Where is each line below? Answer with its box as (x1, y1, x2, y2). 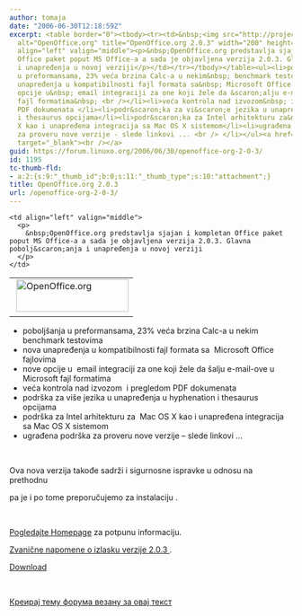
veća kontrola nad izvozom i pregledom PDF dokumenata (22, 383, 236, 393)
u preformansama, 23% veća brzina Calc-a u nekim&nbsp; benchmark (17, 72, 271, 81)
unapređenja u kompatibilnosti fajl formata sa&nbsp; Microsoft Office (17, 80, 292, 89)
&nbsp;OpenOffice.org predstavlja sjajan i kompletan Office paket (25, 229, 283, 238)
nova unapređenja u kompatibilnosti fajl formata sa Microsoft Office (22, 345, 274, 355)
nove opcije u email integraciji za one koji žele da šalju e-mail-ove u (22, 364, 275, 374)
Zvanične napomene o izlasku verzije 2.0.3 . (9, 544, 173, 555)
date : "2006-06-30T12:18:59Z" (9, 22, 123, 31)
